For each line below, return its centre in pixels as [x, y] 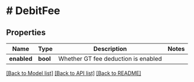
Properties [26, 33]
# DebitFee [33, 11]
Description [110, 49]
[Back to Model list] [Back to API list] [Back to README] [74, 73]
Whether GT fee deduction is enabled [110, 59]
